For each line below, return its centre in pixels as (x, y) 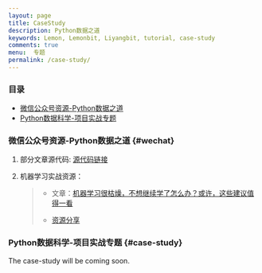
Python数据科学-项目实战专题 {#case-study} (96, 243)
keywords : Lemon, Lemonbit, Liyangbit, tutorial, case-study (112, 38)
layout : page (30, 16)
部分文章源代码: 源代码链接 (64, 159)
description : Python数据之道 (54, 30)
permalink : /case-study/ (49, 60)
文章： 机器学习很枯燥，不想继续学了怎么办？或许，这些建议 (149, 193)
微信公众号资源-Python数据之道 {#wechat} (92, 141)
